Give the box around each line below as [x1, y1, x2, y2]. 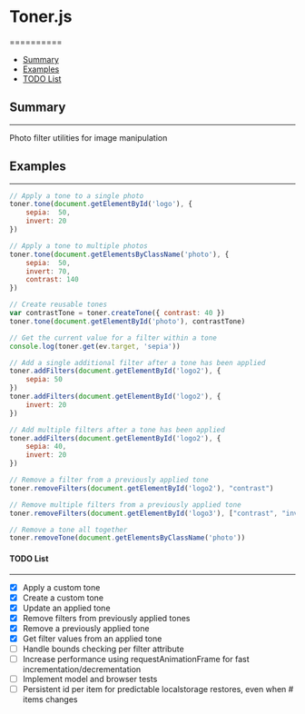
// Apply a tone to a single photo [9, 191, 144, 201]
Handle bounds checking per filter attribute [22, 643, 184, 654]
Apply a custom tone [22, 581, 101, 592]
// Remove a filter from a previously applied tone [9, 475, 209, 485]
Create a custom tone [22, 592, 104, 603]
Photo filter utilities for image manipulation [9, 132, 168, 143]
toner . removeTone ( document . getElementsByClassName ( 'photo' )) [9, 533, 246, 542]
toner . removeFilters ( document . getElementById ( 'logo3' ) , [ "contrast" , [9, 509, 279, 518]
